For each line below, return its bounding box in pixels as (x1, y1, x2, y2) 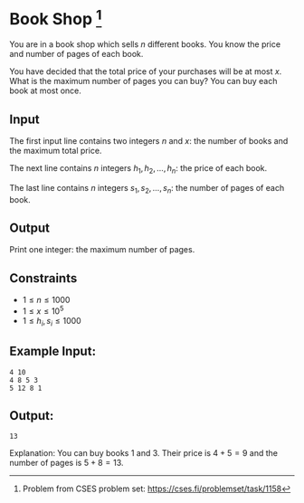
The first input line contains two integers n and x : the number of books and (9, 136, 289, 147)
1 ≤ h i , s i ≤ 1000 (22, 315, 81, 328)
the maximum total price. (9, 146, 102, 157)
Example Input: (9, 344, 97, 359)
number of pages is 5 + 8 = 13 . (9, 458, 124, 469)
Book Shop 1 (9, 5, 102, 30)
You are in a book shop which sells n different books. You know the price (9, 39, 281, 50)
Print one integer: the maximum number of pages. (9, 244, 195, 255)
